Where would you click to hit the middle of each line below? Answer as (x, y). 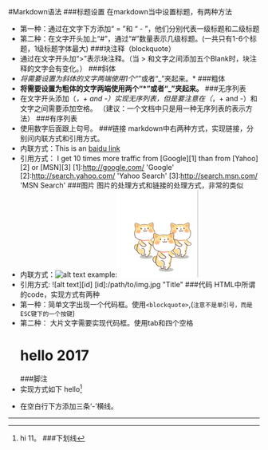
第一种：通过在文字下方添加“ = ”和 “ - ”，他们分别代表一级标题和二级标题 (140, 29)
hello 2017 (54, 355)
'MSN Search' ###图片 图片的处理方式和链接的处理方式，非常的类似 (132, 185)
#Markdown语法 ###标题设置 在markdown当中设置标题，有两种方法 (120, 12)
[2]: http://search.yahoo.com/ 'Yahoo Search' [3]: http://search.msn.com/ (138, 176)
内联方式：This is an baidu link (70, 148)
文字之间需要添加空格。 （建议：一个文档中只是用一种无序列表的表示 (132, 109)
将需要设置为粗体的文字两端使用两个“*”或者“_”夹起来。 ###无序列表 (133, 89)
